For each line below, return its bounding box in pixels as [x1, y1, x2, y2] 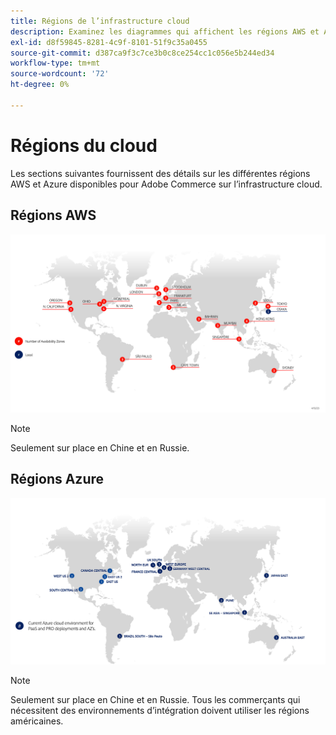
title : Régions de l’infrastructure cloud [10, 16, 190, 26]
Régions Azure [10, 471, 105, 488]
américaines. [10, 715, 64, 727]
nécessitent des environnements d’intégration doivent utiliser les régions [10, 705, 310, 717]
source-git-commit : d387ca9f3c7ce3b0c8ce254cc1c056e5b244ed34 [10, 48, 275, 58]
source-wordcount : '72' [10, 69, 110, 79]
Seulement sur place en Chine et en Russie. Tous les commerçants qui [10, 694, 301, 706]
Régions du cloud [10, 134, 158, 157]
